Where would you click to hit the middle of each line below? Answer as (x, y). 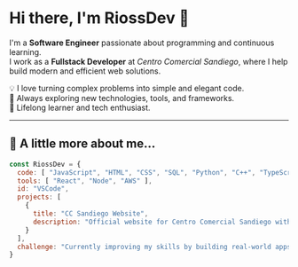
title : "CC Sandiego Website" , (90, 214)
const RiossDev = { (45, 164)
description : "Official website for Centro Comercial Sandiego (152, 222)
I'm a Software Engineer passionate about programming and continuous (142, 43)
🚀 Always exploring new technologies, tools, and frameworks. (122, 98)
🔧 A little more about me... (82, 144)
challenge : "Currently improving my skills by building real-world (145, 247)
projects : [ (39, 197)
